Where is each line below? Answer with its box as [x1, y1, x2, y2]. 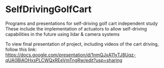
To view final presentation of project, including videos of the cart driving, [5, 41, 159, 47]
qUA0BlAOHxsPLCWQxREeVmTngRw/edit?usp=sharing [5, 57, 122, 63]
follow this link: [5, 46, 37, 52]
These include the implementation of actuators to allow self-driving [5, 25, 147, 31]
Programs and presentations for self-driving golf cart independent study [5, 20, 158, 26]
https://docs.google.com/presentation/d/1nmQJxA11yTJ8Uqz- [5, 52, 136, 58]
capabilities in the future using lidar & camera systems [5, 31, 120, 37]
